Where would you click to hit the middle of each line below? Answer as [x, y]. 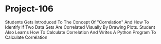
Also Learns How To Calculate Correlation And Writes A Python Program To [81, 32]
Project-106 [29, 9]
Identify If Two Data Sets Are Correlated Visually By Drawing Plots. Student [80, 27]
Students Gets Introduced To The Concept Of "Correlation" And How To [77, 22]
